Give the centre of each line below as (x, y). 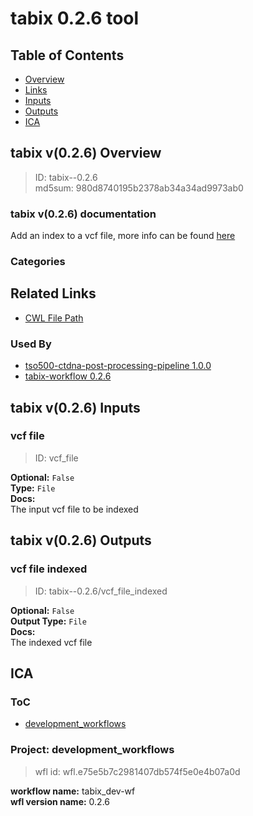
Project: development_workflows (92, 750)
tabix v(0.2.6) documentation (83, 214)
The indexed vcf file (51, 642)
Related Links (53, 293)
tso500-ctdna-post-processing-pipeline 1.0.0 (118, 366)
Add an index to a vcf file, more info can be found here (123, 236)
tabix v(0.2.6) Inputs (75, 407)
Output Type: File (48, 621)
